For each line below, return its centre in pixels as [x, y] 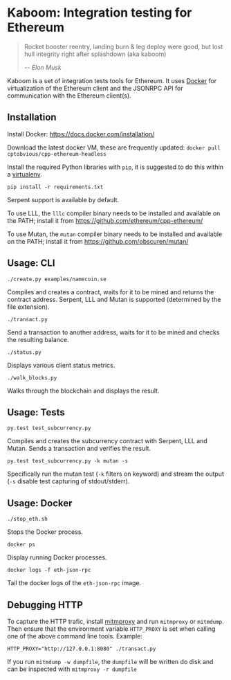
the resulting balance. [38, 339]
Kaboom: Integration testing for [100, 13]
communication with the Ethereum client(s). [69, 96]
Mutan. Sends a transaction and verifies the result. [79, 449]
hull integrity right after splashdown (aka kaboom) [95, 54]
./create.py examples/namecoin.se [57, 279]
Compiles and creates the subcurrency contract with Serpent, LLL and [107, 441]
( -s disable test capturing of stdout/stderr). [68, 481]
